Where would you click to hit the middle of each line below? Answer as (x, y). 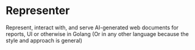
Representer (38, 11)
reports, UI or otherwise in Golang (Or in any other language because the (97, 34)
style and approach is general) (44, 40)
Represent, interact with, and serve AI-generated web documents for (92, 27)
